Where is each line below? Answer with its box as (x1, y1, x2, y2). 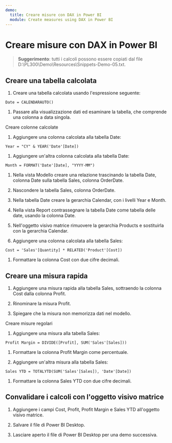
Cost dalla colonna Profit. (12, 290, 67, 297)
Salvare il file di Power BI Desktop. (12, 421, 85, 428)
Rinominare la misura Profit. (12, 300, 71, 306)
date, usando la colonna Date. (12, 213, 76, 219)
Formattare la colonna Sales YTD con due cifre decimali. (12, 377, 132, 384)
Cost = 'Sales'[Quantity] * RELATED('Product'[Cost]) (5, 248, 123, 253)
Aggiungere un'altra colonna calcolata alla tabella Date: (12, 153, 130, 159)
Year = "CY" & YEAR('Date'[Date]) (5, 144, 79, 149)
